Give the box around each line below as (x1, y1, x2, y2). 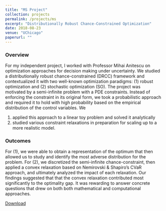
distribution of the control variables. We (5, 105, 86, 111)
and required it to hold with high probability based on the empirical (5, 100, 141, 106)
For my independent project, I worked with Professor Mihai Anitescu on (5, 63, 151, 69)
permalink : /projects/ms (5, 16, 56, 21)
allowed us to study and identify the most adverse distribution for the (5, 154, 146, 160)
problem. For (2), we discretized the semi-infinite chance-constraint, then (5, 159, 155, 165)
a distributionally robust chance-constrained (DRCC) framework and (5, 73, 145, 79)
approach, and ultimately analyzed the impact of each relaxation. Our (5, 170, 147, 176)
